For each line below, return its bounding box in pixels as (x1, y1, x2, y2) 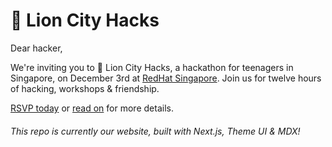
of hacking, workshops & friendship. (10, 82, 160, 94)
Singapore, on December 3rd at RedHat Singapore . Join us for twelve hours (10, 72, 322, 84)
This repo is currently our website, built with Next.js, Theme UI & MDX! (10, 125, 301, 137)
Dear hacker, (10, 42, 63, 54)
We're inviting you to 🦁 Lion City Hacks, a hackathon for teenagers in (10, 61, 294, 73)
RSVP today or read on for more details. (10, 102, 174, 114)
